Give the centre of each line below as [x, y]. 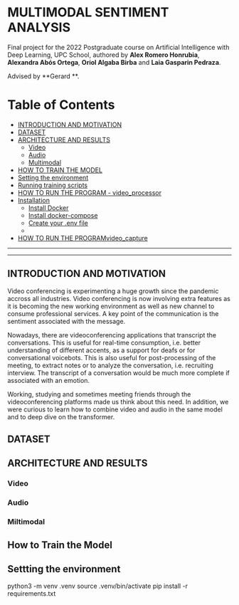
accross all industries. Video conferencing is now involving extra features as [119, 298]
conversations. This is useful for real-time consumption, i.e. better [104, 342]
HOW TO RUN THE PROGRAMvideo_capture [83, 238]
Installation [34, 200]
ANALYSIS [39, 27]
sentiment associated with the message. [67, 321]
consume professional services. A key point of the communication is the [113, 313]
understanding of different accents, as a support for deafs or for [101, 350]
